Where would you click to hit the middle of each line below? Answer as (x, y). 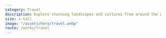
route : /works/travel (27, 28)
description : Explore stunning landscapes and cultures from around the (82, 14)
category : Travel (23, 10)
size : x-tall (19, 19)
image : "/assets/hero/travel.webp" (42, 23)
